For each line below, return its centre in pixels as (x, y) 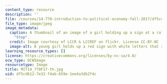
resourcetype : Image (27, 65)
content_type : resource (30, 10)
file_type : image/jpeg (29, 23)
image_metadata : (22, 28)
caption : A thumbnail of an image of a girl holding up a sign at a (82, 33)
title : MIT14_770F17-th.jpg (34, 70)
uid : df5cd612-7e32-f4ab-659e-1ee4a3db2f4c (51, 74)
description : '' (22, 14)
